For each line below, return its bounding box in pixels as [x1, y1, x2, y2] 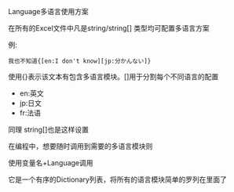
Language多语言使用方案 [8, 7, 89, 16]
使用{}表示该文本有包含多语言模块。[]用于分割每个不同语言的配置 [8, 72, 219, 81]
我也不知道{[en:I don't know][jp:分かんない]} [8, 57, 152, 65]
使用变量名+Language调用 [8, 158, 93, 167]
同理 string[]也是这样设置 [8, 125, 89, 134]
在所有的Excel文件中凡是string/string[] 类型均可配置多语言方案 [8, 24, 210, 33]
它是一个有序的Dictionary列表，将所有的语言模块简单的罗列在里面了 [8, 175, 228, 184]
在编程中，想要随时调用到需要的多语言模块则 [8, 142, 153, 150]
